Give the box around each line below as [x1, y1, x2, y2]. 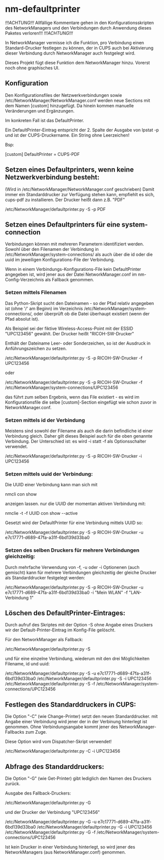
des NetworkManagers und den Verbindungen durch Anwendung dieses [5, 25, 152, 30]
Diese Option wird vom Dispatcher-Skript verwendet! [5, 739, 112, 744]
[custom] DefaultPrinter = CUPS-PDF [5, 151, 80, 157]
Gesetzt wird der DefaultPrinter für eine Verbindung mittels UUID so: [5, 520, 143, 526]
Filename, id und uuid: [5, 661, 50, 667]
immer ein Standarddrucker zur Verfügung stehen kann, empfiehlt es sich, [5, 191, 155, 197]
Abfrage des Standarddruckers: [5, 762, 104, 771]
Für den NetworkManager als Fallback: [5, 637, 83, 643]
